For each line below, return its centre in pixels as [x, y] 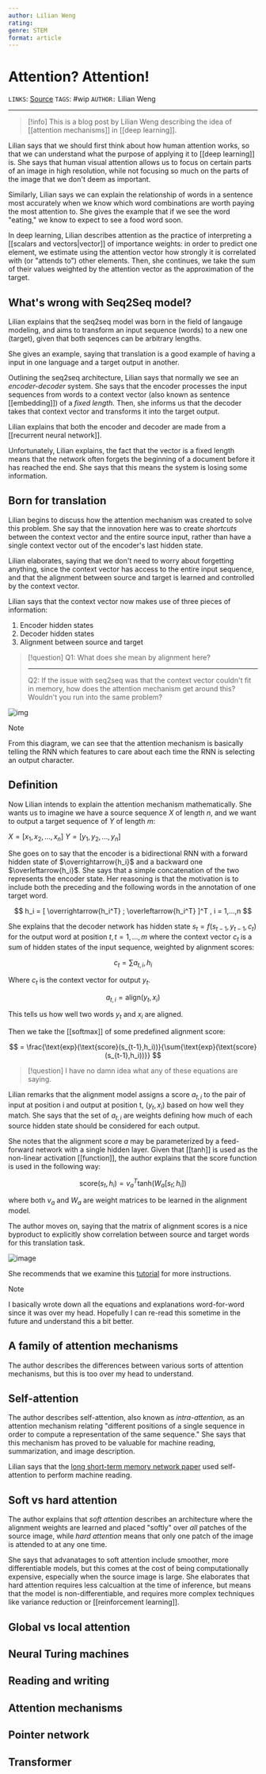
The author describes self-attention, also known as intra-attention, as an [127, 1418]
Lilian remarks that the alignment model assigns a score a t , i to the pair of [127, 1095]
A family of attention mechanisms [93, 1346]
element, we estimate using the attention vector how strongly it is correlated [132, 252]
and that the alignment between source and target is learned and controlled [131, 577]
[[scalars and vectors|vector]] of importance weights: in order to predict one [133, 244]
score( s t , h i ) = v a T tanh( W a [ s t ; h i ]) [133, 1183]
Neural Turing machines [68, 1655]
